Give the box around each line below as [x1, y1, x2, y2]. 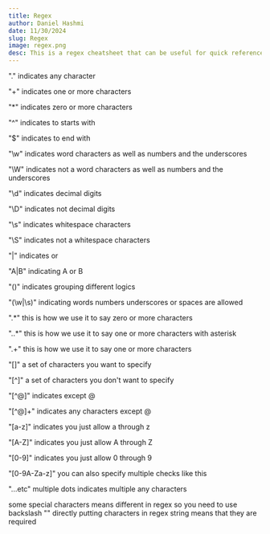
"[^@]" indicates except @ [8, 391, 96, 400]
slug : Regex [8, 34, 48, 43]
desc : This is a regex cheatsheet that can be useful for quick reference [8, 49, 264, 57]
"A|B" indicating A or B [8, 267, 84, 275]
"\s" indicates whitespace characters [8, 220, 131, 229]
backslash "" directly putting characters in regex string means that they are [8, 508, 257, 518]
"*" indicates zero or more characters [8, 102, 133, 112]
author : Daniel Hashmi [8, 19, 84, 27]
